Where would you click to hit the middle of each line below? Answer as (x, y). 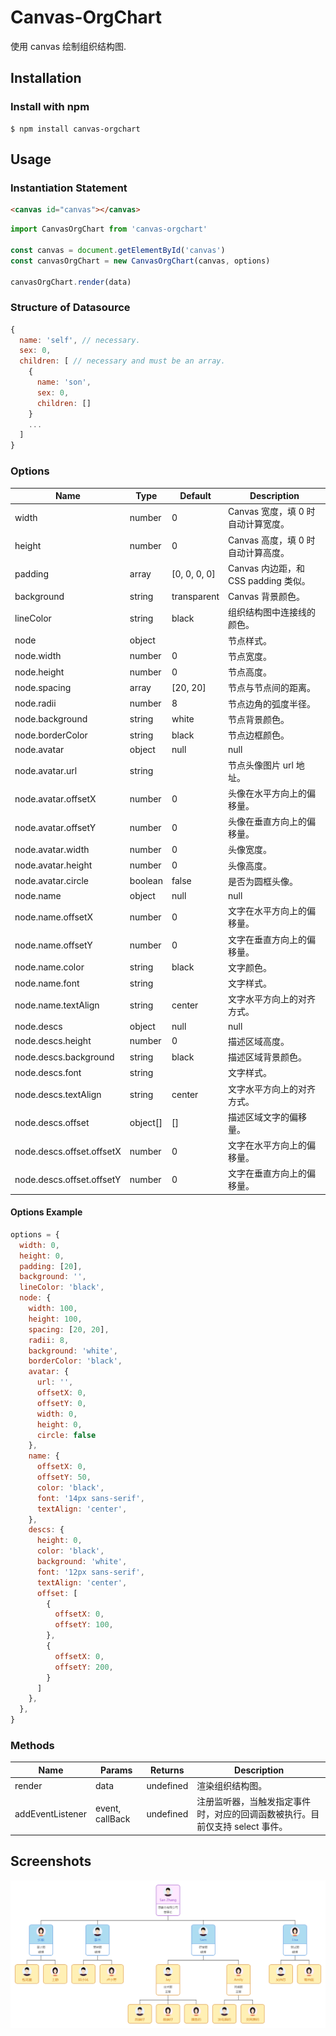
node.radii (35, 703)
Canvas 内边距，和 (266, 568)
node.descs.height (53, 1041)
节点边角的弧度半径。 (272, 703)
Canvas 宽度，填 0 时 (272, 512)
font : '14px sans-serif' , (90, 1498)
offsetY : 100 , (84, 1625)
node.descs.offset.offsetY (68, 1179)
